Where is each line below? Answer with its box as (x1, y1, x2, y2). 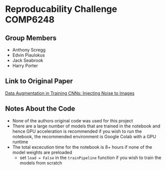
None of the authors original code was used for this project (12, 117, 133, 123)
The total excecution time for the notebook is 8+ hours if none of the (12, 144, 153, 150)
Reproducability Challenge (5, 3, 117, 15)
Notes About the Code (5, 105, 75, 113)
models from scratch (19, 160, 62, 166)
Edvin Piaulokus (12, 52, 45, 58)
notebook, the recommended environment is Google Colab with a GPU (12, 133, 156, 139)
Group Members (5, 34, 57, 42)
